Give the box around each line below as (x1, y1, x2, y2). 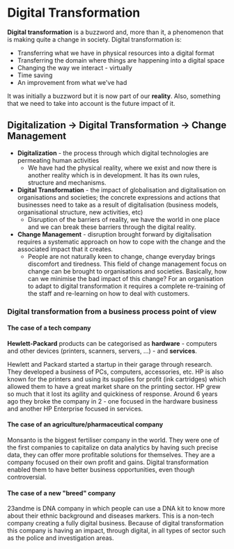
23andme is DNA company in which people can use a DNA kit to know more (7, 504, 226, 513)
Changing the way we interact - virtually (17, 63, 132, 72)
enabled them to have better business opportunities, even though (7, 466, 195, 474)
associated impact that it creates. (17, 245, 114, 253)
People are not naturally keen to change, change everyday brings (27, 252, 216, 260)
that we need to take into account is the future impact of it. (7, 99, 175, 107)
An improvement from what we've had (17, 78, 127, 86)
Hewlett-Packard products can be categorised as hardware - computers (7, 339, 217, 347)
